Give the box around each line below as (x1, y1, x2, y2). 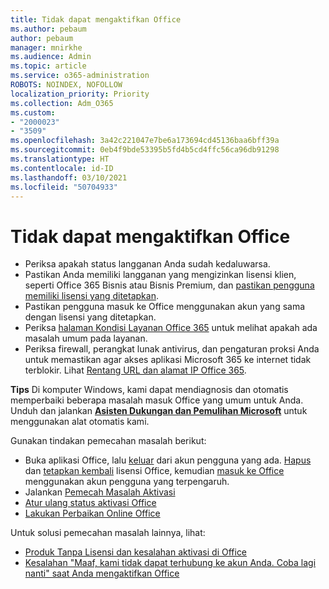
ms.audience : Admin (10, 52, 92, 62)
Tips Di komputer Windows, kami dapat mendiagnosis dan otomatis (10, 384, 289, 396)
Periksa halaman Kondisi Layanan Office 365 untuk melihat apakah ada (24, 322, 318, 334)
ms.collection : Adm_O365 (10, 98, 114, 108)
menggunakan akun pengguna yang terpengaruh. (24, 476, 230, 488)
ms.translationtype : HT (10, 154, 110, 164)
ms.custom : (10, 107, 56, 118)
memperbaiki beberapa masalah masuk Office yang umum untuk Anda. (10, 394, 304, 406)
